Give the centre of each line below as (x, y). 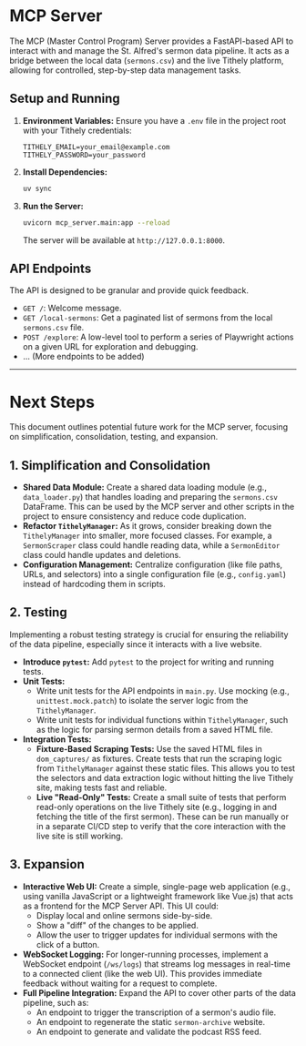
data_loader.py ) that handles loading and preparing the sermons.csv (150, 497)
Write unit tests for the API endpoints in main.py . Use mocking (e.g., (163, 691)
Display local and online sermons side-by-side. (124, 915)
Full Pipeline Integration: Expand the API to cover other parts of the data (159, 992)
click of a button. (68, 944)
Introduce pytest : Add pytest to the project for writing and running (148, 662)
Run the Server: (53, 206)
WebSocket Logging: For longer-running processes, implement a (145, 954)
